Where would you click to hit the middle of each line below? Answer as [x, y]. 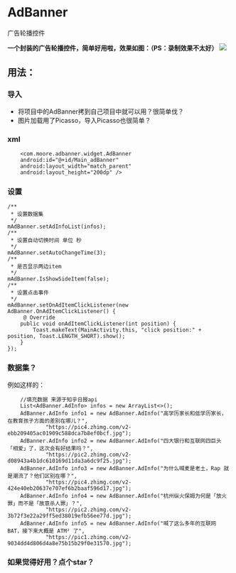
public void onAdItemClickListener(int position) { [98, 324]
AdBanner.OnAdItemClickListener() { [61, 312]
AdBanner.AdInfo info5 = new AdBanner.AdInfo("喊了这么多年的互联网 [118, 523]
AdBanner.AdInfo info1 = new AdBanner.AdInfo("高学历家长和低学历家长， [124, 413]
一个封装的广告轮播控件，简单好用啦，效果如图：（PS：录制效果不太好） [113, 48]
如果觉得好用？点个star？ [51, 562]
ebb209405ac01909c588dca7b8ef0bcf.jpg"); [70, 433]
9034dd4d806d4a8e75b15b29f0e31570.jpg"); [70, 543]
